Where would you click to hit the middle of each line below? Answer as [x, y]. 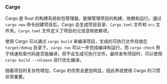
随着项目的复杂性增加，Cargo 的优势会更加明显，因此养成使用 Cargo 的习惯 [83, 71]
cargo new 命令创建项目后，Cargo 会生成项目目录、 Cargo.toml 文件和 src [80, 25]
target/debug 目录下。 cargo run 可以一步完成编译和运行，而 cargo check [80, 48]
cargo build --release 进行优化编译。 [45, 60]
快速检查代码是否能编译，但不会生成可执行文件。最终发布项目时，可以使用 [86, 54]
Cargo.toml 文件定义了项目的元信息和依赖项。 [65, 31]
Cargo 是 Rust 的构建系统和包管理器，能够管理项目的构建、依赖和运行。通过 [83, 18]
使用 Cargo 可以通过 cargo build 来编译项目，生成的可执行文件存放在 [77, 41]
